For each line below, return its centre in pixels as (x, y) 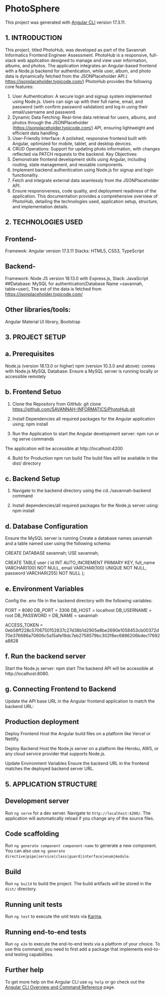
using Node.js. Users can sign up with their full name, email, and (77, 101)
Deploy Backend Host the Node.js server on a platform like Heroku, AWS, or (82, 749)
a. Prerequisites (30, 354)
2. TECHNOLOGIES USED (44, 222)
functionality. (25, 175)
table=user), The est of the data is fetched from (53, 289)
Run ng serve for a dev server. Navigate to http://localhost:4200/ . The (78, 813)
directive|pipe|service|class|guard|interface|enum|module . (67, 856)
